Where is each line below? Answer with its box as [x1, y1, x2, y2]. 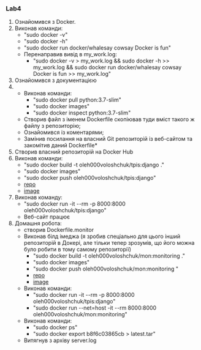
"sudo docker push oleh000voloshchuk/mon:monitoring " [32, 265, 179, 273]
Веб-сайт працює [23, 213, 70, 221]
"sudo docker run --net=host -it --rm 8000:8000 [32, 304, 157, 311]
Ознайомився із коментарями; [23, 128, 104, 136]
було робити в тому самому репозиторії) [23, 246, 132, 253]
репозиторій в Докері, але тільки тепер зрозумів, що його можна [23, 239, 195, 247]
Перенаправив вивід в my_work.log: [23, 51, 118, 58]
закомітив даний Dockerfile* [23, 142, 97, 149]
